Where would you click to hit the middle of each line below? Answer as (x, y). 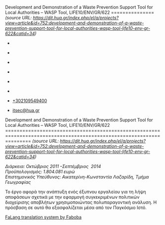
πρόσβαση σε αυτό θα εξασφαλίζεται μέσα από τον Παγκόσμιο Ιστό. (76, 207)
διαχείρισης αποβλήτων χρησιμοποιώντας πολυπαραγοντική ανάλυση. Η (81, 202)
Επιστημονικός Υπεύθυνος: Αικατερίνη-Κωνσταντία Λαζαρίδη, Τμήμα (77, 177)
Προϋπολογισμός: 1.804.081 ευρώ (40, 171)
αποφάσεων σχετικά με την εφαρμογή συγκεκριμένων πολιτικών (72, 197)
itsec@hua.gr (26, 110)
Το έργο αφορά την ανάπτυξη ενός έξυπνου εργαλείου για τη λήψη (76, 192)
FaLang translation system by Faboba (43, 217)
